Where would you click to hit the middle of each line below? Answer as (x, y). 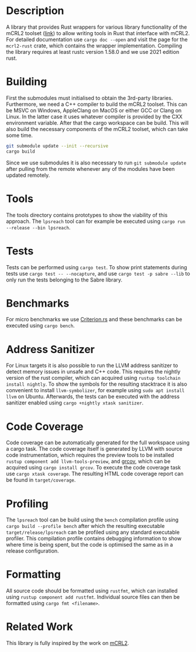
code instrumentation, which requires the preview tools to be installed (90, 455)
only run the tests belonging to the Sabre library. (64, 280)
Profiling (27, 504)
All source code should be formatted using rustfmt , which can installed (92, 591)
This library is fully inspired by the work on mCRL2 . (68, 643)
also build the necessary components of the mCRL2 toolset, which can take (97, 129)
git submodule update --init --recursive (57, 146)
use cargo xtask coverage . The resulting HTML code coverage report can (95, 474)
